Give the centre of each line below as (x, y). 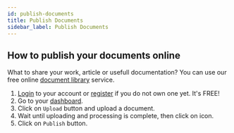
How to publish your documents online (94, 55)
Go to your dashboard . (50, 101)
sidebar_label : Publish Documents (58, 27)
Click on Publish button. (53, 123)
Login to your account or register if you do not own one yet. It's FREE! (118, 94)
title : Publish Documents (45, 20)
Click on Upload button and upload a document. (86, 108)
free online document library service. (61, 80)
